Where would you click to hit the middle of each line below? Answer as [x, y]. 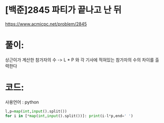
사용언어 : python [22, 102]
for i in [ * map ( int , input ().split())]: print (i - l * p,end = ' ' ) [69, 116]
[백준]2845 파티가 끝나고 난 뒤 [63, 10]
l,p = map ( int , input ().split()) [36, 111]
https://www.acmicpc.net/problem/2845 [46, 24]
